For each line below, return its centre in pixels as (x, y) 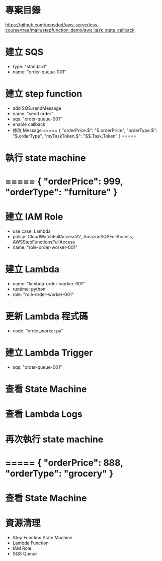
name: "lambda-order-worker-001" (49, 284)
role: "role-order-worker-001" (43, 294)
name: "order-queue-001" (39, 72)
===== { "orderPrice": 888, (64, 463)
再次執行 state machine (54, 439)
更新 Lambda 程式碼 (47, 316)
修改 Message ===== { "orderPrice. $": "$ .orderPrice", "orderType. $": (85, 130)
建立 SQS (24, 52)
